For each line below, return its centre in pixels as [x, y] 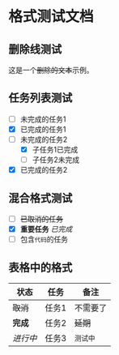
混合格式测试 [40, 198]
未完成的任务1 [43, 119]
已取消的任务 [41, 219]
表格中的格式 [40, 267]
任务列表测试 [40, 98]
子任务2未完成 [56, 160]
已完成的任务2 [44, 170]
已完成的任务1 [43, 129]
